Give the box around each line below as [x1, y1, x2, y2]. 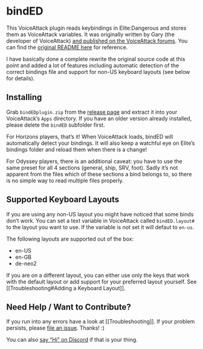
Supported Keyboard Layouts [6, 194, 120, 205]
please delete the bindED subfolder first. [6, 121, 105, 128]
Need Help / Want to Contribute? [6, 302, 131, 312]
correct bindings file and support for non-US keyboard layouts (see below [6, 68, 190, 75]
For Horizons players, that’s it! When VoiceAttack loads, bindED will [6, 133, 173, 140]
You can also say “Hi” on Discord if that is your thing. [6, 336, 138, 344]
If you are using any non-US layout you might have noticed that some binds [6, 210, 194, 218]
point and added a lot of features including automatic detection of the [6, 62, 179, 69]
